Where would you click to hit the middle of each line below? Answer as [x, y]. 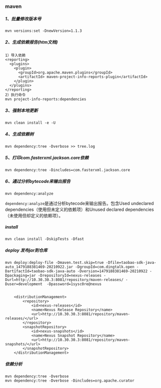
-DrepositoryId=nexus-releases [70, 275]
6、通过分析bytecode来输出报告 [38, 181]
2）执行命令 [15, 95]
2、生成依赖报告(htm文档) [31, 42]
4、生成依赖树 [20, 134]
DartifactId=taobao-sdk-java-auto [40, 271]
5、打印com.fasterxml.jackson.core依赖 [47, 158]
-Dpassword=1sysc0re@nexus [74, 284]
